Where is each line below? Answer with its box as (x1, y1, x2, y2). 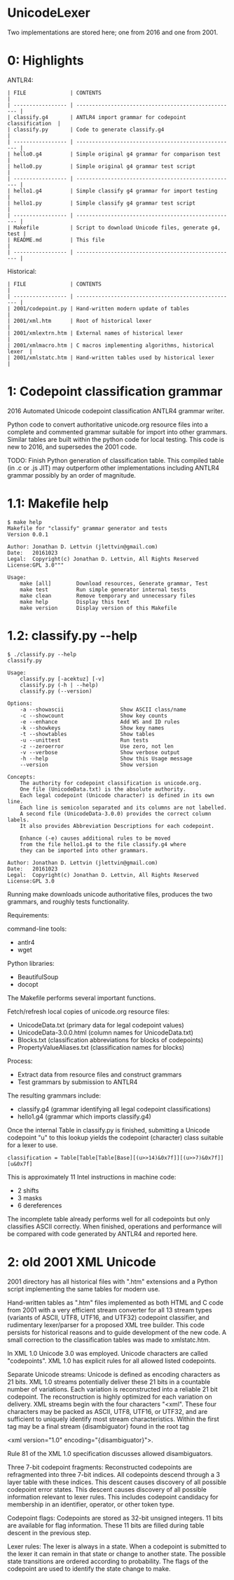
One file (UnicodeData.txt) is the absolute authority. (20, 786, 187, 793)
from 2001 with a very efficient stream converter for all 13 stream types (7, 1305, 212, 1314)
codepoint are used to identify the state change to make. (7, 1564, 171, 1573)
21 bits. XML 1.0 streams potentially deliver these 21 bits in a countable (7, 1378, 211, 1386)
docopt (17, 980, 39, 988)
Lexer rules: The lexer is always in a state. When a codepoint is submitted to (7, 1542, 227, 1551)
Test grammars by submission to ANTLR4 (17, 1077, 138, 1086)
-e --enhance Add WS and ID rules (20, 718, 180, 726)
